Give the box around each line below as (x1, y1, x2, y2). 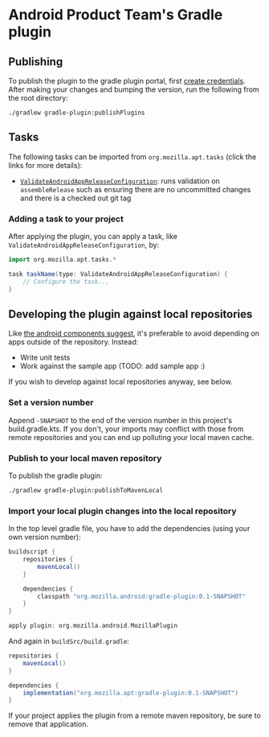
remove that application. (8, 719, 88, 729)
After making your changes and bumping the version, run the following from (8, 84, 259, 94)
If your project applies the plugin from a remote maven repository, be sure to (8, 710, 261, 721)
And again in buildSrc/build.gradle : (8, 636, 130, 646)
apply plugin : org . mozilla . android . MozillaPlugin (8, 622, 178, 630)
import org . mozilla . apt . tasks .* (8, 256, 116, 264)
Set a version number (8, 397, 94, 408)
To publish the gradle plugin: (8, 471, 103, 480)
